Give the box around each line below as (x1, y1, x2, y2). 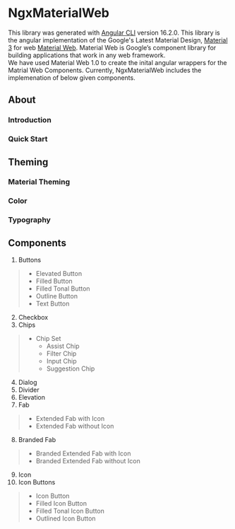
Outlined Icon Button (35, 514, 96, 523)
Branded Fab (18, 436, 56, 444)
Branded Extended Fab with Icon (35, 449, 131, 458)
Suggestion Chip (46, 364, 95, 373)
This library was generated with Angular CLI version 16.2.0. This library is (8, 28, 221, 37)
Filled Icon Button (35, 499, 88, 508)
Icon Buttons (18, 478, 56, 487)
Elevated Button (35, 269, 83, 278)
